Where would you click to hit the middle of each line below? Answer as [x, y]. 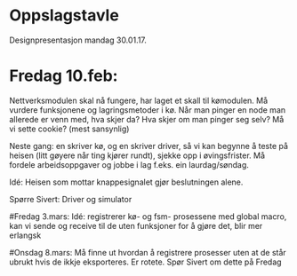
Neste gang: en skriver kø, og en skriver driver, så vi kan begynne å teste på [149, 146]
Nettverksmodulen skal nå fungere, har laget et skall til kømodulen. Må [139, 100]
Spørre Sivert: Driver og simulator [71, 199]
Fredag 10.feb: [64, 76]
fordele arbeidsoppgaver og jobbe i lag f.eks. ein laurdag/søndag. [129, 164]
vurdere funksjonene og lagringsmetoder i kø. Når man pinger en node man [148, 110]
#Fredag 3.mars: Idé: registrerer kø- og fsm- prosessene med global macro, [148, 216]
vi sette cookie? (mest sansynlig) [69, 129]
